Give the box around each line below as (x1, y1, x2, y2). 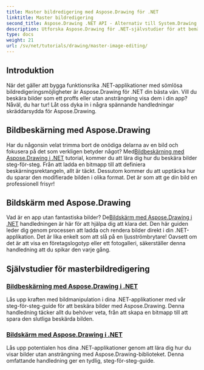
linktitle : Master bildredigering (6, 15, 94, 21)
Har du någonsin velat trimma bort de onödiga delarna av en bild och (6, 141, 178, 148)
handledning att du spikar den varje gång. (6, 246, 111, 253)
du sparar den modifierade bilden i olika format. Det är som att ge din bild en (6, 173, 197, 181)
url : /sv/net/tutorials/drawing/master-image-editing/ (6, 43, 148, 49)
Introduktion (6, 65, 55, 76)
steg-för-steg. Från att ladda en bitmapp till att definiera (6, 161, 146, 168)
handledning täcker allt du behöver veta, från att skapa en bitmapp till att (6, 309, 188, 316)
